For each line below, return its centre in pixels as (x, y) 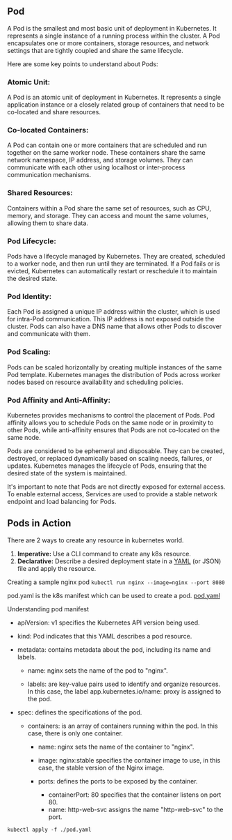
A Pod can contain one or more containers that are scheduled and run (107, 145)
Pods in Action (39, 523)
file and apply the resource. (57, 568)
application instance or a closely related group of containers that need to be (116, 105)
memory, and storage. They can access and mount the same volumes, (108, 215)
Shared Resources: (40, 193)
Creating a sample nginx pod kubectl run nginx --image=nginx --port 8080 (116, 582)
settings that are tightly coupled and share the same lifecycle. (96, 50)
